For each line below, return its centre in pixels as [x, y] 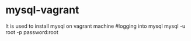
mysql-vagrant [42, 10]
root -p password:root [32, 32]
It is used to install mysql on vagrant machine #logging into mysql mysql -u [95, 26]
